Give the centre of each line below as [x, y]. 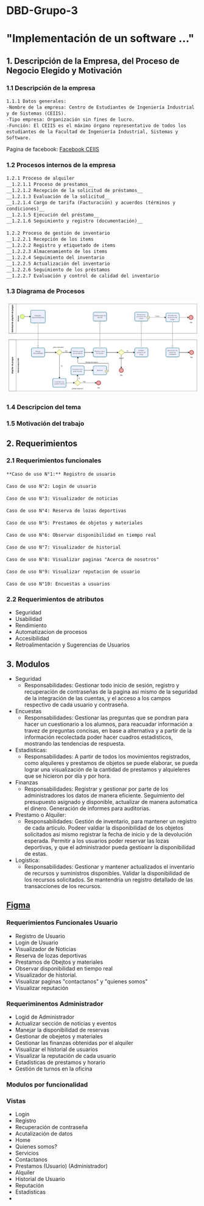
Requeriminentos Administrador [55, 1003]
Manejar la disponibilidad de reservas [62, 1030]
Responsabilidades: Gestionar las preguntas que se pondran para [106, 717]
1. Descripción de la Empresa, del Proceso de [93, 61]
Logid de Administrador [45, 1017]
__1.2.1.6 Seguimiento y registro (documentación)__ [75, 221]
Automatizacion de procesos [51, 632]
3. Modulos [28, 664]
